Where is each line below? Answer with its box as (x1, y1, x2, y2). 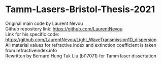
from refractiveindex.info (5, 47, 57, 53)
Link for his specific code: (5, 31, 59, 37)
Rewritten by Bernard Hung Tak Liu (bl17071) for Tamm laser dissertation (5, 52, 156, 59)
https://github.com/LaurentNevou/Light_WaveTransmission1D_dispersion (5, 37, 157, 43)
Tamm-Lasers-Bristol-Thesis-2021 (5, 4, 155, 15)
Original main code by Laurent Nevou (5, 20, 83, 26)
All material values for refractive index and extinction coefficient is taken (5, 42, 156, 48)
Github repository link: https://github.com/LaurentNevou (5, 25, 123, 31)
